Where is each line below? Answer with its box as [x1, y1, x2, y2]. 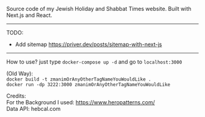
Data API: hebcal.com [6, 105, 61, 112]
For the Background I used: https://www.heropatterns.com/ [6, 99, 156, 105]
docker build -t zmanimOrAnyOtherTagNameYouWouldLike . [6, 76, 151, 82]
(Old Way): [6, 70, 34, 77]
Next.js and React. [6, 12, 52, 19]
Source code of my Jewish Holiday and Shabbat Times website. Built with [6, 5, 192, 12]
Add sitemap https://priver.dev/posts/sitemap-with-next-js [15, 41, 162, 48]
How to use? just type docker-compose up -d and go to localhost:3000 [6, 58, 182, 65]
